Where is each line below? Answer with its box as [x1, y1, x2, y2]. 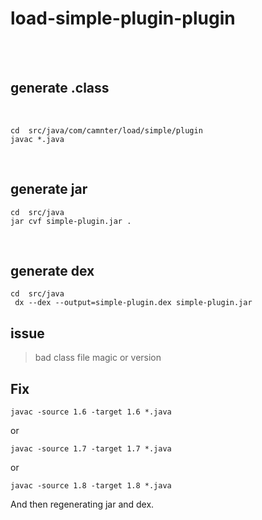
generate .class [10, 80, 110, 97]
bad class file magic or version [34, 352, 162, 364]
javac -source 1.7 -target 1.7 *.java [10, 444, 172, 454]
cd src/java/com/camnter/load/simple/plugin [10, 125, 203, 136]
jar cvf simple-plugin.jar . [10, 216, 132, 226]
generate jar [10, 181, 88, 198]
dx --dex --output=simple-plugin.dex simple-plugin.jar [14, 298, 253, 308]
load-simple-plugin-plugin [10, 7, 236, 30]
